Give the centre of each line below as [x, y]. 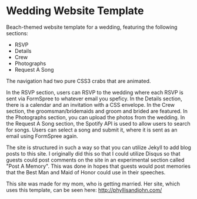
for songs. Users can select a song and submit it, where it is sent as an [92, 130]
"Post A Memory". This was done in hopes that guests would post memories [98, 166]
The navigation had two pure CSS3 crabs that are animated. [79, 81]
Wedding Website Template [75, 11]
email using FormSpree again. [42, 136]
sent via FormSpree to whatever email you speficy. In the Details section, [94, 99]
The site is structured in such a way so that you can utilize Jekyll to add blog [98, 147]
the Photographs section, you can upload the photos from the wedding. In [96, 117]
